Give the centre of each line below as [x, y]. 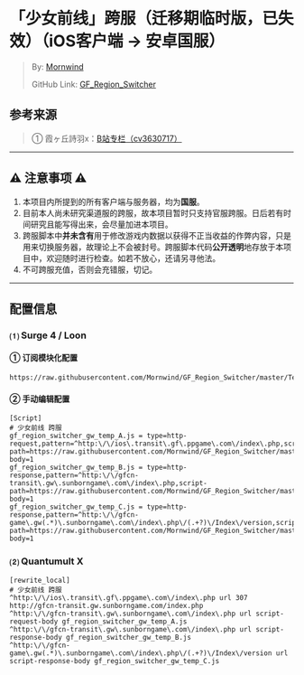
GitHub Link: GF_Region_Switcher [93, 84]
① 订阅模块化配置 [44, 358]
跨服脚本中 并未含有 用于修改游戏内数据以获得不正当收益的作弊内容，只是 [157, 235]
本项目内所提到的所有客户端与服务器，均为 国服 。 [113, 202]
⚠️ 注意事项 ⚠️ [48, 178]
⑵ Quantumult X [46, 561]
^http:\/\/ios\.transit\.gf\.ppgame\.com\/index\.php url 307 [129, 597]
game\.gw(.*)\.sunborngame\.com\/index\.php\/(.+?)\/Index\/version [141, 653]
